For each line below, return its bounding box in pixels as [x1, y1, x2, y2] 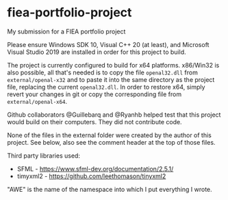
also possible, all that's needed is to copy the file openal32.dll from [7, 68, 199, 76]
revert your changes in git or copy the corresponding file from [7, 90, 182, 98]
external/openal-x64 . [7, 97, 68, 105]
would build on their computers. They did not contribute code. [7, 117, 183, 126]
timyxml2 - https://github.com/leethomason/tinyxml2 [16, 172, 166, 180]
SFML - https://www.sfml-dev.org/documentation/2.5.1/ [16, 165, 174, 173]
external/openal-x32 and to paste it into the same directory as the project [7, 75, 215, 83]
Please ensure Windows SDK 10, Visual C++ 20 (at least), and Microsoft [7, 40, 210, 48]
